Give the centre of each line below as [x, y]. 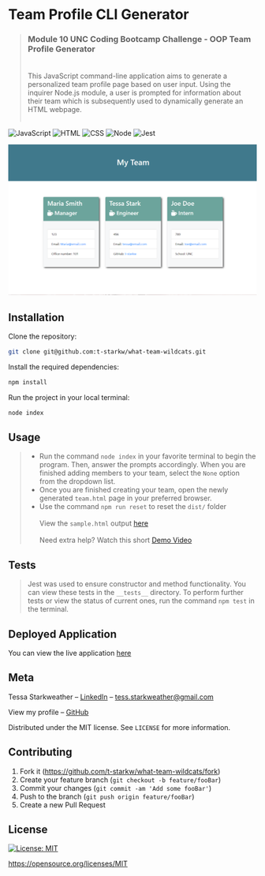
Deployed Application [62, 634]
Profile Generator [62, 49]
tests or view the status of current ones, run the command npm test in [141, 601]
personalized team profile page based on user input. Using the [129, 84]
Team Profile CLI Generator [99, 15]
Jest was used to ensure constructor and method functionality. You [137, 584]
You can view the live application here [70, 653]
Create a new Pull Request [63, 805]
